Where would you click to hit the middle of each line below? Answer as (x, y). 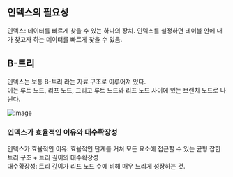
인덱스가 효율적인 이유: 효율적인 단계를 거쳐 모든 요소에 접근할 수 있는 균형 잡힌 (114, 148)
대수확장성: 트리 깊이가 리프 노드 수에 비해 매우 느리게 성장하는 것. (97, 166)
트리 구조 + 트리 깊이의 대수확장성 (53, 157)
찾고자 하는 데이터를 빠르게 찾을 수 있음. (68, 39)
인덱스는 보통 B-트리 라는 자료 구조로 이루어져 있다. (77, 82)
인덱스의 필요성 (38, 13)
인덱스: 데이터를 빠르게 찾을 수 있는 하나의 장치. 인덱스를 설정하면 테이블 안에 (111, 31)
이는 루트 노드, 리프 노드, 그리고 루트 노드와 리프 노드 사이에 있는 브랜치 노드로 (113, 90)
